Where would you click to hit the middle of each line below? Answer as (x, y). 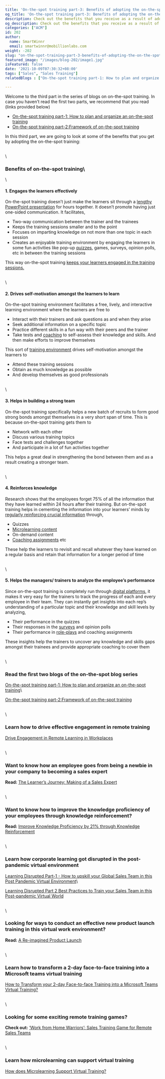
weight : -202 (18, 51)
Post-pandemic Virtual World (34, 896)
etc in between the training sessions (49, 253)
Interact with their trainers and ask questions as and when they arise (82, 319)
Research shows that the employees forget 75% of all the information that (80, 499)
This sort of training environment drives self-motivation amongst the (74, 350)
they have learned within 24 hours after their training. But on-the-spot (76, 504)
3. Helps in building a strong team (40, 401)
